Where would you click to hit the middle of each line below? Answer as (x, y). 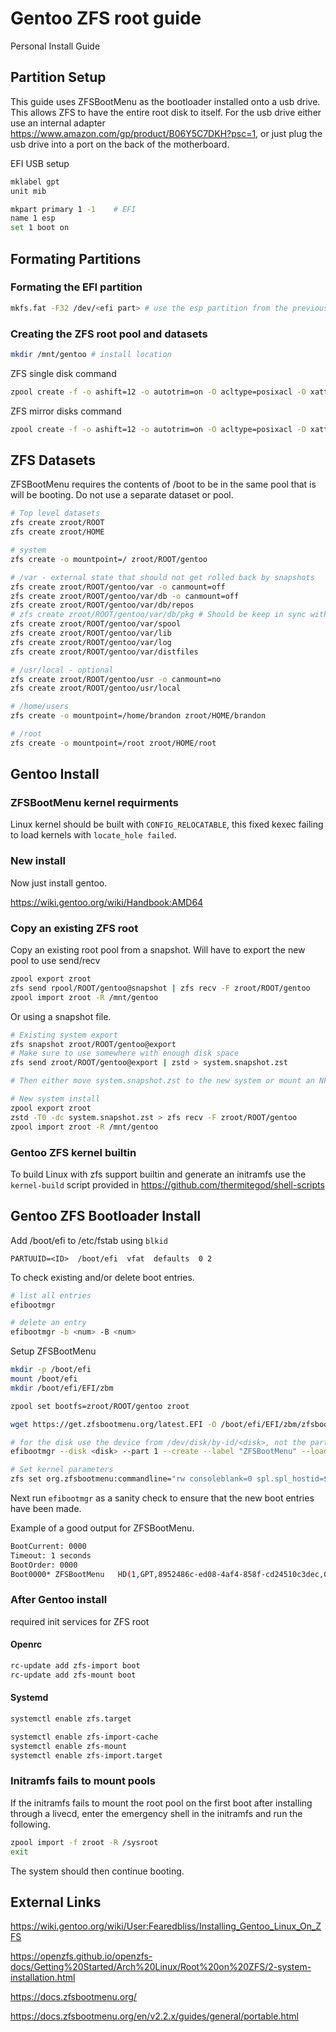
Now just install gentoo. (59, 883)
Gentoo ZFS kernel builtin (73, 1152)
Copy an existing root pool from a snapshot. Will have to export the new (158, 950)
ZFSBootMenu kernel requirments (94, 803)
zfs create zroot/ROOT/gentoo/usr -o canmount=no (116, 679)
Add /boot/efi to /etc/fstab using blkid (89, 1240)
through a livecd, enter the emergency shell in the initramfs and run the (156, 1813)
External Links (56, 1902)
